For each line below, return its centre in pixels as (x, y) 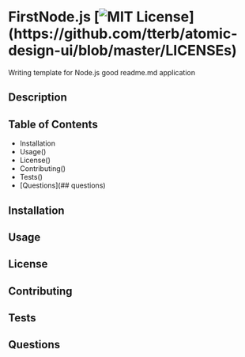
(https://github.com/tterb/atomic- (123, 34)
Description (38, 98)
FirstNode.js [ (54, 17)
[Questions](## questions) (62, 185)
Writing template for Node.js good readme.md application (102, 72)
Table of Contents (53, 124)
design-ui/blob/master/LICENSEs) (122, 51)
